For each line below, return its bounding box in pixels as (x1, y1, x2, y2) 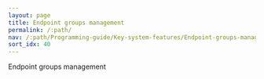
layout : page (8, 11, 51, 20)
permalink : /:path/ (8, 26, 72, 34)
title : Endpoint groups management (8, 19, 125, 27)
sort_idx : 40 (8, 41, 51, 48)
